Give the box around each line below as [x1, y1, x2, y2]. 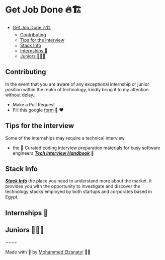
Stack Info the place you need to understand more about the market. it [5, 178, 152, 184]
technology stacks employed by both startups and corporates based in [5, 188, 152, 194]
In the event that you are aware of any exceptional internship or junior [5, 81, 149, 87]
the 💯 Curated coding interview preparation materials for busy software [12, 145, 160, 151]
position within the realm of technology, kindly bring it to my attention [5, 86, 149, 92]
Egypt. [5, 194, 19, 200]
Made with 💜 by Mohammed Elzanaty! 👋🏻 [5, 249, 91, 255]
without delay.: [5, 92, 36, 98]
